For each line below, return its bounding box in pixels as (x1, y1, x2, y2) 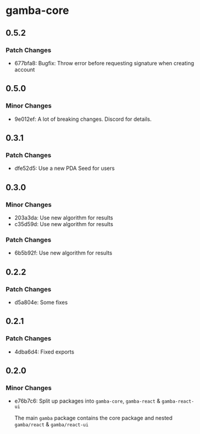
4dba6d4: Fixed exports (14, 348, 75, 355)
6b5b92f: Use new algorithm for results (14, 249, 113, 257)
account (14, 66, 36, 73)
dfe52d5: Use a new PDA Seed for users (14, 164, 115, 172)
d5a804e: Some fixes (14, 299, 68, 306)
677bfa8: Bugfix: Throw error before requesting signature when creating (14, 59, 195, 66)
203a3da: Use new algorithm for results (14, 214, 113, 221)
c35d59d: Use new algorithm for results (14, 220, 114, 227)
